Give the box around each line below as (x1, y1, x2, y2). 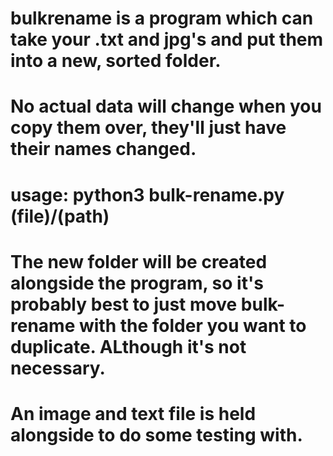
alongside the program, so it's (10, 272, 264, 294)
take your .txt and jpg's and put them (10, 28, 324, 51)
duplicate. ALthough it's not (10, 335, 247, 358)
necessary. (10, 357, 106, 379)
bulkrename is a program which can (10, 7, 314, 30)
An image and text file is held (10, 402, 257, 425)
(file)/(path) (10, 205, 110, 227)
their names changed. (10, 138, 197, 161)
